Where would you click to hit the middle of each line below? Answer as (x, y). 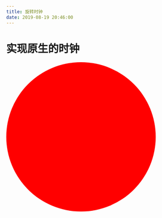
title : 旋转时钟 (25, 12)
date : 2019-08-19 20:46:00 (40, 17)
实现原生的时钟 (43, 49)
